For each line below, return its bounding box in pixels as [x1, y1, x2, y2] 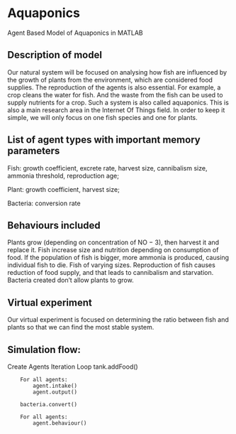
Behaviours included [7, 219, 101, 232]
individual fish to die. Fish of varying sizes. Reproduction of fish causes [7, 261, 216, 269]
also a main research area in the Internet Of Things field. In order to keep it [7, 105, 225, 114]
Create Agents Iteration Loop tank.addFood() [7, 362, 138, 371]
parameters [7, 145, 60, 157]
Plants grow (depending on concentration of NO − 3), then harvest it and [7, 238, 220, 246]
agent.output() [33, 389, 78, 396]
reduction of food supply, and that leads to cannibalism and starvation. [7, 268, 214, 277]
